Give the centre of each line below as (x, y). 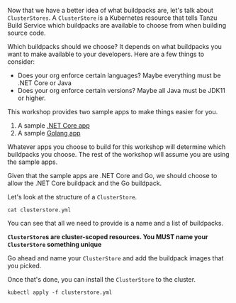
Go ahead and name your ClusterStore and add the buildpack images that (116, 258)
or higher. (32, 98)
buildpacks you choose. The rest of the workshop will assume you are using (118, 154)
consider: (21, 62)
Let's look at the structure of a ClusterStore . (72, 197)
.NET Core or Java (45, 83)
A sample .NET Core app (54, 126)
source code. (27, 33)
